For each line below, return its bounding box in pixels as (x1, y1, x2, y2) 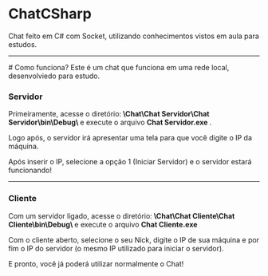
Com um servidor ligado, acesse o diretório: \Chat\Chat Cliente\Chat (8, 211, 235, 220)
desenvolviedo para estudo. (8, 71, 100, 81)
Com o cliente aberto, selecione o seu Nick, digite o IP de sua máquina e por (8, 235, 260, 244)
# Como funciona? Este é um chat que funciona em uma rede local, (8, 62, 230, 72)
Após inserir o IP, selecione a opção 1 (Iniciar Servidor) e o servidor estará (8, 157, 252, 167)
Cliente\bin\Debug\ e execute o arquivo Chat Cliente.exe (8, 219, 198, 229)
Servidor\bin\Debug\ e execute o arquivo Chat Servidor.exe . (8, 117, 212, 128)
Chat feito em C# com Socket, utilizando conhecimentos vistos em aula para (8, 31, 259, 41)
